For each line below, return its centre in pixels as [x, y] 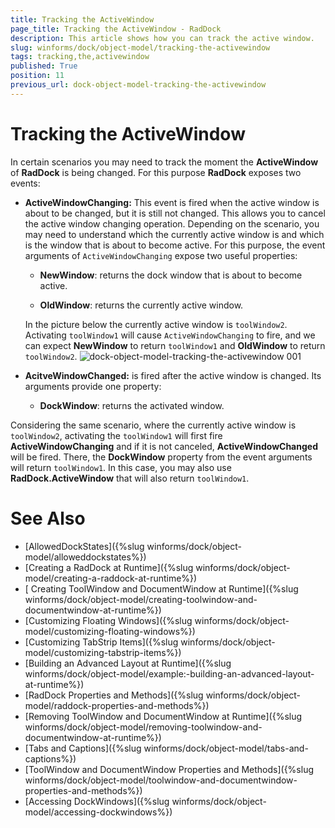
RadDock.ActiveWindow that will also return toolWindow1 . [130, 478]
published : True [44, 66]
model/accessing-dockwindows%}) [98, 812]
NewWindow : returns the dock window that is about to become [171, 275]
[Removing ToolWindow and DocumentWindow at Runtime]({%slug [163, 716]
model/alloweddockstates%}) [85, 557]
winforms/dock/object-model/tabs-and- [226, 748]
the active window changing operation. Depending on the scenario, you [172, 223]
